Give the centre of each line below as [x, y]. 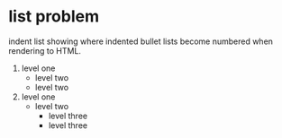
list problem [54, 17]
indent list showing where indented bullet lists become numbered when [141, 41]
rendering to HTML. [45, 50]
